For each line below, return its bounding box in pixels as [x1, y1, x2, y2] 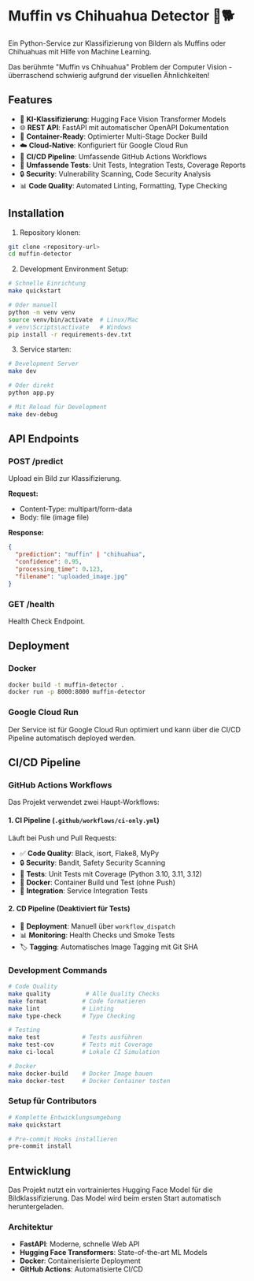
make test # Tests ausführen [8, 1033, 143, 1041]
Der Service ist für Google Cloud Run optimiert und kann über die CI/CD [8, 724, 241, 734]
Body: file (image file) [19, 512, 90, 522]
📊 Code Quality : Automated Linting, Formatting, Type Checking [19, 181, 228, 190]
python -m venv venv [8, 308, 76, 316]
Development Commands [8, 964, 108, 975]
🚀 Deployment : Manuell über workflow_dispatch [19, 921, 175, 931]
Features [8, 93, 53, 107]
